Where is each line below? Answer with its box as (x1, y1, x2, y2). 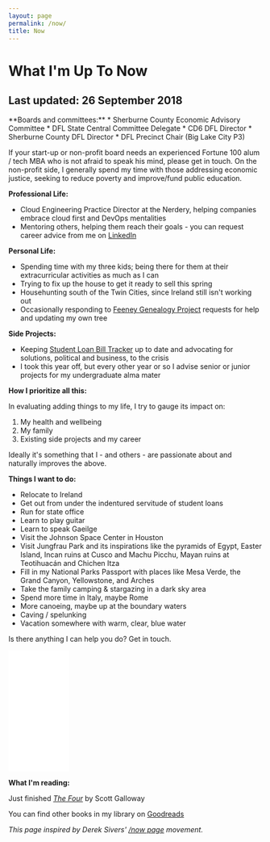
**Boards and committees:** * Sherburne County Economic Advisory (8, 115, 241, 125)
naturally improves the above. (8, 459, 107, 468)
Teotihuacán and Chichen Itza (19, 559, 120, 568)
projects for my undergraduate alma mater (19, 371, 161, 380)
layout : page (8, 11, 52, 20)
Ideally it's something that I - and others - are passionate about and (8, 450, 232, 460)
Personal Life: (8, 246, 56, 256)
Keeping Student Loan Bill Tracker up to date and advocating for (19, 345, 234, 354)
